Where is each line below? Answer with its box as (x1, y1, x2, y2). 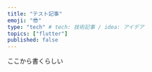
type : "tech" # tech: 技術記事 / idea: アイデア (7, 23, 145, 30)
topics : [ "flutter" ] (7, 30, 69, 37)
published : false (7, 37, 59, 44)
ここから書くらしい (7, 57, 64, 66)
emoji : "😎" (7, 17, 42, 24)
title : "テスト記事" (7, 10, 62, 18)
